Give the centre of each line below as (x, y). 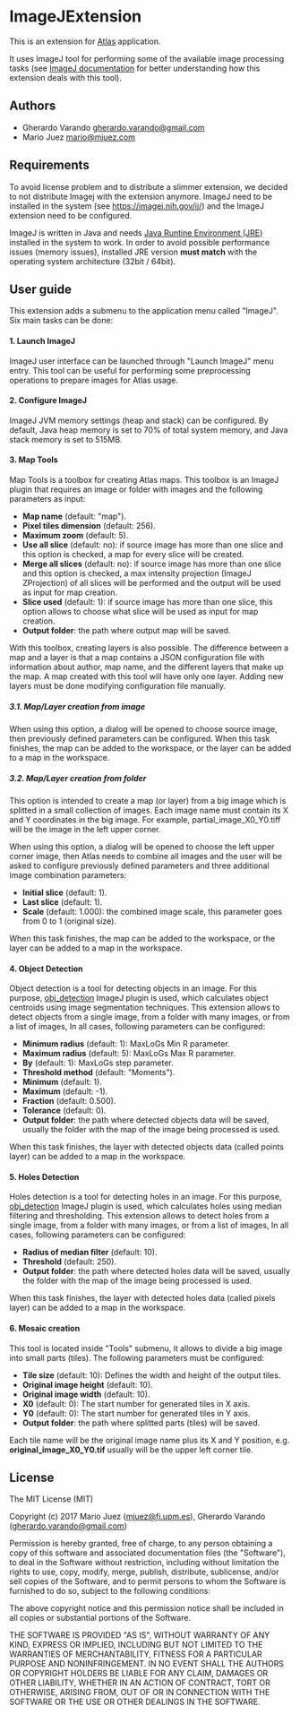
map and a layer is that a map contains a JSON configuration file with (137, 657)
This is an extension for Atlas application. (85, 41)
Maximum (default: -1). (65, 1091)
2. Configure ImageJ (48, 401)
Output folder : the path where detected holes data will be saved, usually (156, 1271)
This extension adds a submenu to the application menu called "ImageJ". (144, 311)
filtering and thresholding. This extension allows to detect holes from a (139, 1216)
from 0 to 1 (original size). (69, 921)
